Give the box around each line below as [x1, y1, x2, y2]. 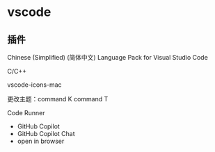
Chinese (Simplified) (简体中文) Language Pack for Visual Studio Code [7, 53, 209, 61]
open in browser [17, 137, 65, 145]
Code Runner [7, 109, 45, 117]
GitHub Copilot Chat [17, 130, 75, 137]
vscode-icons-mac [7, 81, 62, 89]
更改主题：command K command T [7, 95, 109, 103]
